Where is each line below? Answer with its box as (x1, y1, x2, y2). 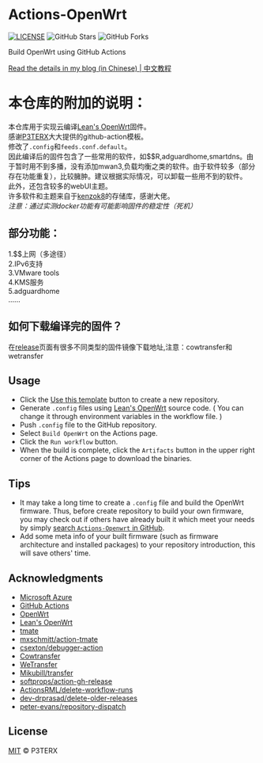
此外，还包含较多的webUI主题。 (8, 181, 113, 191)
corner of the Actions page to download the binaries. (19, 454, 192, 464)
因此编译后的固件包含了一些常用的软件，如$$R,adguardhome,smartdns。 (8, 151, 247, 161)
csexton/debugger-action (19, 643, 103, 652)
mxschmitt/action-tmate (19, 634, 99, 643)
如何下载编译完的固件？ (8, 319, 122, 334)
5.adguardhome (8, 286, 60, 296)
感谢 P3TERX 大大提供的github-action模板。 (8, 132, 148, 141)
